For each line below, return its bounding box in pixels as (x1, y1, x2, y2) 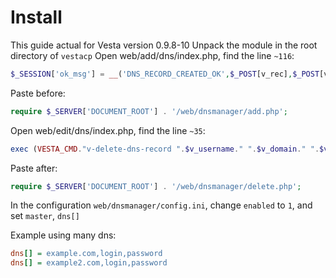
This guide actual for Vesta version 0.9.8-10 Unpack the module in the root (10, 39, 318, 51)
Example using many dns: (10, 229, 117, 241)
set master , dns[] (10, 210, 80, 222)
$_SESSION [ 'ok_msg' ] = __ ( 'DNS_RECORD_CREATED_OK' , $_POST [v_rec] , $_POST (10, 69, 320, 79)
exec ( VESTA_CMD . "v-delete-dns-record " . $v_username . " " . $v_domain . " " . (10, 144, 320, 154)
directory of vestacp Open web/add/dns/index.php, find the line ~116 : (10, 49, 295, 61)
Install (10, 6, 63, 29)
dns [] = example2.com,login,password (10, 258, 168, 268)
